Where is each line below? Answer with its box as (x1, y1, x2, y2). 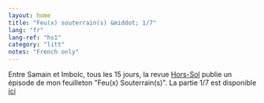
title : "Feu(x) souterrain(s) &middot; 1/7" (8, 19, 157, 27)
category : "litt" (8, 41, 65, 49)
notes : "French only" (8, 48, 80, 56)
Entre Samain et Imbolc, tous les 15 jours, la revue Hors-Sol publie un (8, 70, 232, 79)
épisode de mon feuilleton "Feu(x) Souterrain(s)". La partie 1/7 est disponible (8, 78, 257, 87)
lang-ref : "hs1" (8, 33, 61, 42)
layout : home (8, 11, 51, 20)
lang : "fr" (8, 26, 44, 34)
